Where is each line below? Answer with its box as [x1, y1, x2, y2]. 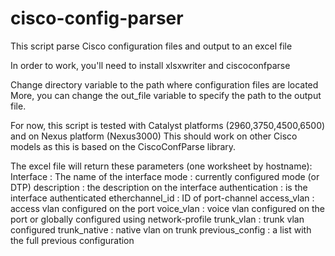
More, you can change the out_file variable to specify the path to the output [10, 89, 322, 101]
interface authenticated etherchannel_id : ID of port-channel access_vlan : [10, 192, 315, 204]
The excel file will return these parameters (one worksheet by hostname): [10, 160, 313, 172]
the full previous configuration [10, 234, 135, 246]
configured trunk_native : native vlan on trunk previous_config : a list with [10, 223, 312, 236]
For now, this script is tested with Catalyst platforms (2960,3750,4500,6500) [10, 119, 326, 131]
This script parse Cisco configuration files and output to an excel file [10, 40, 293, 52]
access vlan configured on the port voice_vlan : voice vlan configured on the [10, 202, 325, 214]
